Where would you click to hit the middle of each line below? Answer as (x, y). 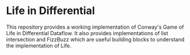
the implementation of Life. (39, 46)
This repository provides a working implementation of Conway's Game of (95, 27)
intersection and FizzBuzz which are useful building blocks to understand (95, 39)
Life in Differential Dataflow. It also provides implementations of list (87, 33)
